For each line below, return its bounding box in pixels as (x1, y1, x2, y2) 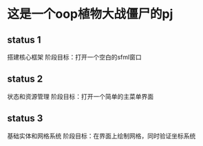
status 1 (7, 34, 41, 45)
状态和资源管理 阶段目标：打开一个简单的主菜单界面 (7, 92, 153, 100)
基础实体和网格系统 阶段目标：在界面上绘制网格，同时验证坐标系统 (7, 132, 196, 140)
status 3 (7, 112, 43, 124)
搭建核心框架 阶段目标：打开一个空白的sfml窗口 (7, 53, 142, 61)
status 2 (7, 73, 43, 85)
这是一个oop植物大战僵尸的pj (7, 6, 173, 22)
